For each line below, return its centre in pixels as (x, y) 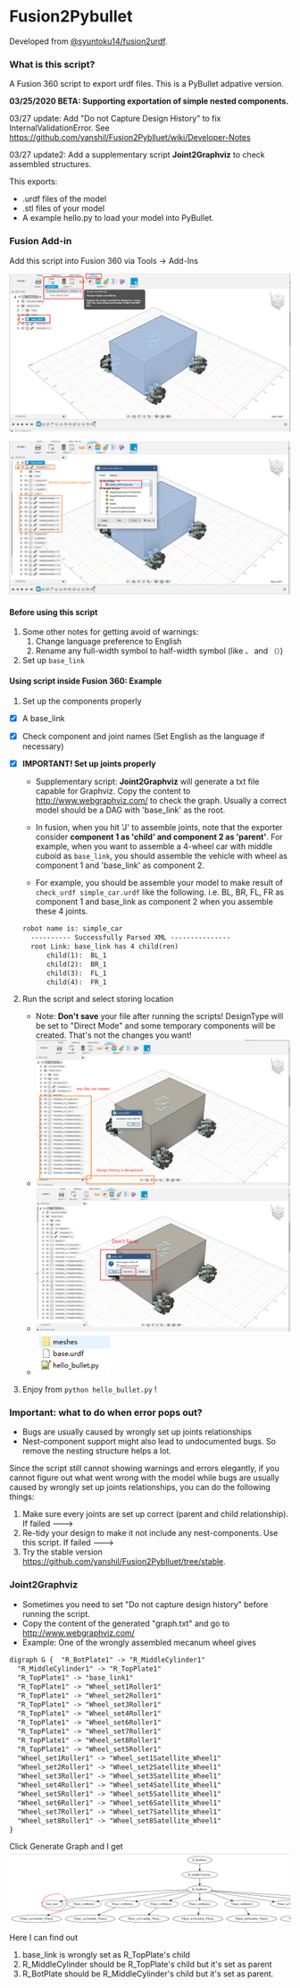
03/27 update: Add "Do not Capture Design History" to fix (115, 119)
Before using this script (54, 612)
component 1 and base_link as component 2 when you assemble (154, 901)
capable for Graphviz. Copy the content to (113, 791)
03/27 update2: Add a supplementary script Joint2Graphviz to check (137, 155)
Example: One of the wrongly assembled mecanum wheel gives (139, 1642)
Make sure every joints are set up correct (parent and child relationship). (155, 1514)
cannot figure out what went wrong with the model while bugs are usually (144, 1478)
